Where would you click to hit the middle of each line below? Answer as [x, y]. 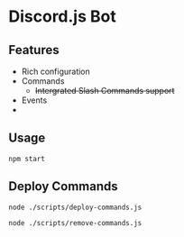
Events [34, 100]
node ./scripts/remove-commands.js [75, 223]
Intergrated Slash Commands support [105, 91]
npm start [27, 159]
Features [34, 50]
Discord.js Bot [62, 17]
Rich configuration [56, 71]
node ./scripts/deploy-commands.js [75, 207]
